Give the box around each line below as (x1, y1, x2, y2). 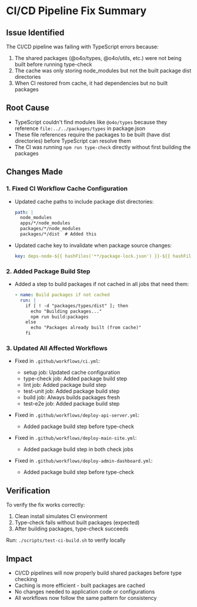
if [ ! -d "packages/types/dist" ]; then (25, 303, 128, 309)
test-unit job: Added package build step (23, 387, 120, 395)
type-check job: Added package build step (23, 375, 128, 382)
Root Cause (6, 103, 50, 113)
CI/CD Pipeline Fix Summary (6, 4, 147, 18)
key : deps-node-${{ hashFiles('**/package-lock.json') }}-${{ (14, 253, 171, 259)
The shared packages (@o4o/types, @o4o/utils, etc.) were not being (14, 55, 182, 61)
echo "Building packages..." (30, 308, 102, 314)
